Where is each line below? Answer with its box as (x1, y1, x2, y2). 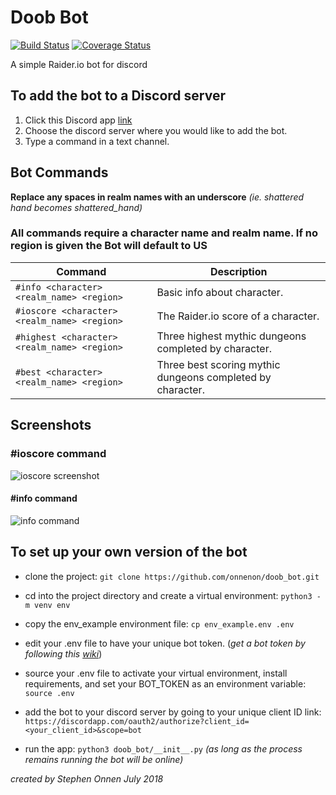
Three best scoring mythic (156, 357, 281, 371)
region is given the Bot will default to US (10, 239, 208, 253)
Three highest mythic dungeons (156, 329, 307, 343)
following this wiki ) (24, 647, 103, 660)
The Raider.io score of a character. (156, 309, 320, 323)
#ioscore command (10, 447, 107, 461)
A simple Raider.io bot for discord (10, 58, 148, 70)
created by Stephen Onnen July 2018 (10, 772, 164, 785)
